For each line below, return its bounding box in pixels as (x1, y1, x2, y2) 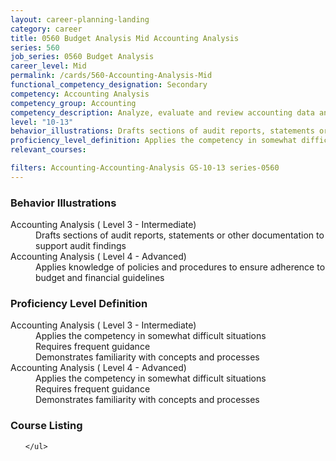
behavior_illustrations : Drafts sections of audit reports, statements (10, 126, 315, 136)
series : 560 (10, 42, 60, 53)
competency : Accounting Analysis (10, 89, 150, 99)
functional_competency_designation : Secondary (10, 80, 208, 90)
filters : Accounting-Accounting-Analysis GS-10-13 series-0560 (10, 163, 280, 173)
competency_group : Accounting (10, 98, 137, 108)
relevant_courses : (10, 145, 87, 155)
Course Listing (10, 419, 83, 433)
